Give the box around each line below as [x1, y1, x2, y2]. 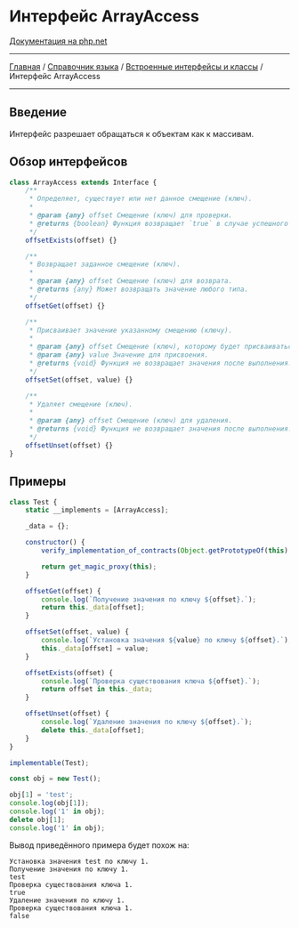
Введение [9, 105, 68, 120]
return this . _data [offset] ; [41, 603, 145, 612]
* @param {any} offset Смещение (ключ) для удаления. [28, 416, 233, 425]
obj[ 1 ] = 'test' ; [9, 790, 74, 800]
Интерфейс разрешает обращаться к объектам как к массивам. [9, 128, 255, 139]
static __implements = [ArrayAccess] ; [25, 505, 169, 515]
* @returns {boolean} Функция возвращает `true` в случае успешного [28, 219, 289, 228]
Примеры [9, 474, 67, 489]
